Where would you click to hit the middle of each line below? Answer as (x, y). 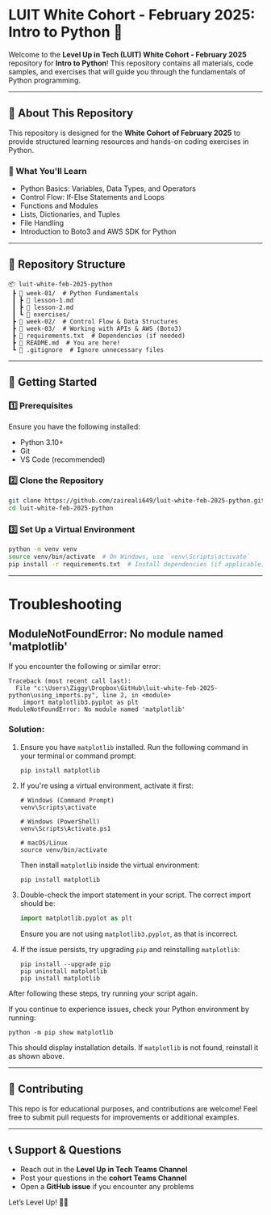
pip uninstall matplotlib (63, 971)
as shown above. (37, 1056)
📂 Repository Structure (67, 265)
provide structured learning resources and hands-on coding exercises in (129, 141)
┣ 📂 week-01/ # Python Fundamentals (75, 293)
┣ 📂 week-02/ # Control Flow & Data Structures (95, 321)
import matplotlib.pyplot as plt (76, 918)
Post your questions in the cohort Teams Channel (103, 1178)
